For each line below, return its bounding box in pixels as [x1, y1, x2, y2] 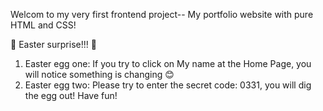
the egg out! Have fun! [24, 90, 118, 101]
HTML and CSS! [10, 19, 77, 31]
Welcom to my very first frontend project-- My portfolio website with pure [10, 9, 314, 20]
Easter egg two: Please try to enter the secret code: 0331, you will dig [24, 79, 312, 91]
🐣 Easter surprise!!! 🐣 [10, 39, 97, 50]
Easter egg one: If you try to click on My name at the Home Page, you [24, 58, 312, 69]
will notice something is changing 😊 [24, 69, 175, 80]
